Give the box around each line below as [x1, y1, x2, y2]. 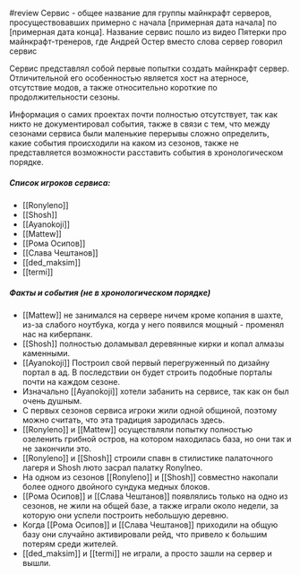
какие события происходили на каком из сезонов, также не [9, 138, 239, 148]
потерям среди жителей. [21, 538, 119, 549]
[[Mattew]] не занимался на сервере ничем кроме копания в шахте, [21, 309, 284, 320]
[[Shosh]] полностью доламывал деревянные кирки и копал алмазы [21, 338, 285, 349]
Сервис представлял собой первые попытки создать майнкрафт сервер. [9, 63, 289, 74]
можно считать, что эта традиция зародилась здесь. [21, 414, 226, 425]
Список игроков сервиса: [9, 177, 111, 187]
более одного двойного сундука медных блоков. [21, 481, 210, 492]
